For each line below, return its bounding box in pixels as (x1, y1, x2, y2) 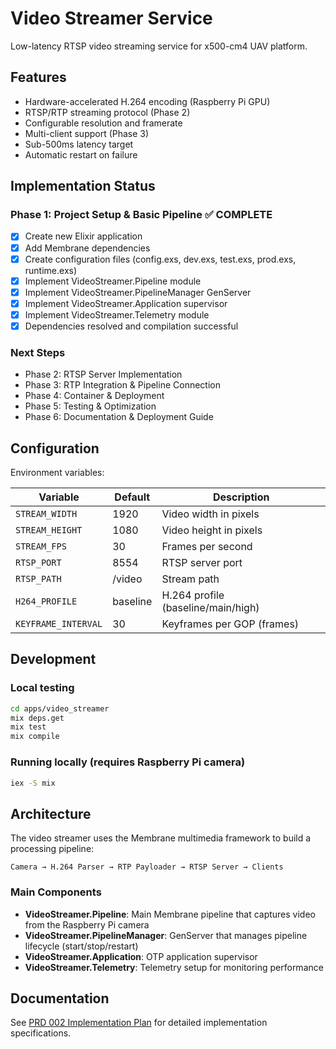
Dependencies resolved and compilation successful (24, 320, 239, 332)
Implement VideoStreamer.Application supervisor (24, 297, 228, 309)
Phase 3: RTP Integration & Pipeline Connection (24, 379, 221, 391)
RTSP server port (161, 556, 243, 570)
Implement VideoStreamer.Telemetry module (24, 308, 210, 321)
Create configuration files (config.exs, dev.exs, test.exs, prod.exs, (24, 253, 297, 265)
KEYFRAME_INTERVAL (15, 618, 103, 630)
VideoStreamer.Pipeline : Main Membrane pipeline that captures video (24, 908, 316, 920)
